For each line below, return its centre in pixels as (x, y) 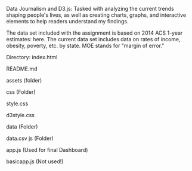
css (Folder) (21, 92)
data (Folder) (22, 127)
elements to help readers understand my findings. (68, 21)
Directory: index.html (32, 57)
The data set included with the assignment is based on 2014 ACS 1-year (95, 33)
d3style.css (20, 115)
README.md (22, 69)
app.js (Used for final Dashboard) (47, 150)
